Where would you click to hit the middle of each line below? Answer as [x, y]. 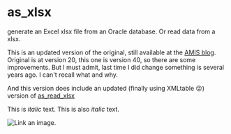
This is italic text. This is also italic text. [64, 109]
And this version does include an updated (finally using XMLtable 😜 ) [106, 88]
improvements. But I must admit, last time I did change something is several [116, 67]
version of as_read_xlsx [41, 96]
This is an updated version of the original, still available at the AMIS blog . [112, 52]
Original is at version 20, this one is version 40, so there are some [102, 59]
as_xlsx [30, 12]
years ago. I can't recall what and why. [63, 75]
